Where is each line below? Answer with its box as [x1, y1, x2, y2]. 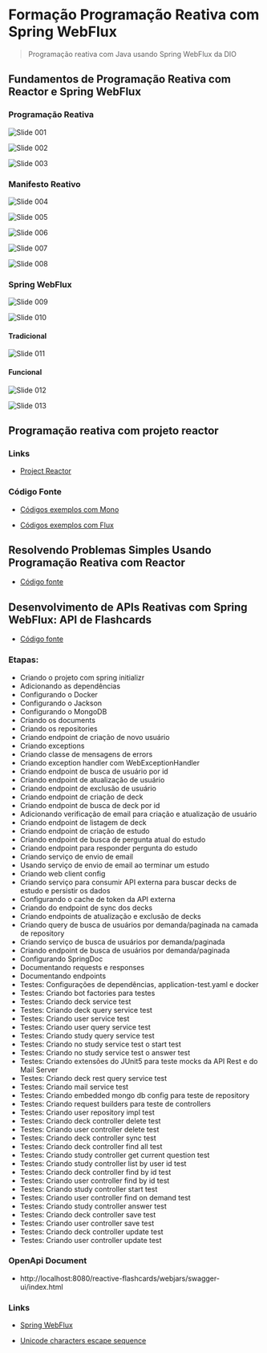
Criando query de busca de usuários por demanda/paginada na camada [19, 920, 259, 929]
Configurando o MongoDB [19, 706, 107, 716]
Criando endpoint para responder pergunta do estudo [19, 843, 198, 852]
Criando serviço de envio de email [19, 851, 134, 861]
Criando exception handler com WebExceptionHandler [19, 758, 200, 767]
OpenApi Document [8, 1255, 87, 1266]
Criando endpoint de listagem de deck [19, 817, 147, 827]
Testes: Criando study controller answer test [19, 1201, 167, 1211]
